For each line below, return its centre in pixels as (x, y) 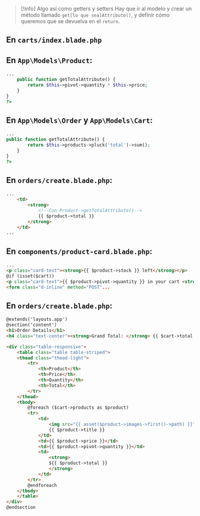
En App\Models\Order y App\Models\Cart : (79, 120)
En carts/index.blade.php (54, 40)
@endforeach (43, 485)
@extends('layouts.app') (37, 319)
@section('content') (32, 325)
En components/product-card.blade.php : (79, 251)
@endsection (21, 508)
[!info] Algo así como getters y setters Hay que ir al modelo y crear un (106, 9)
